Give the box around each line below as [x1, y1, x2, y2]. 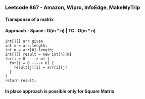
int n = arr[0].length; [5, 47, 54, 52]
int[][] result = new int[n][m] [5, 52, 72, 57]
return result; [5, 78, 37, 83]
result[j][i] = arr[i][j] [14, 65, 68, 70]
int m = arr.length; [5, 43, 48, 48]
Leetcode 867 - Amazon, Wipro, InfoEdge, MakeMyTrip [5, 4, 140, 11]
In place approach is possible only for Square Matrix [5, 89, 115, 95]
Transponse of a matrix [5, 16, 54, 22]
